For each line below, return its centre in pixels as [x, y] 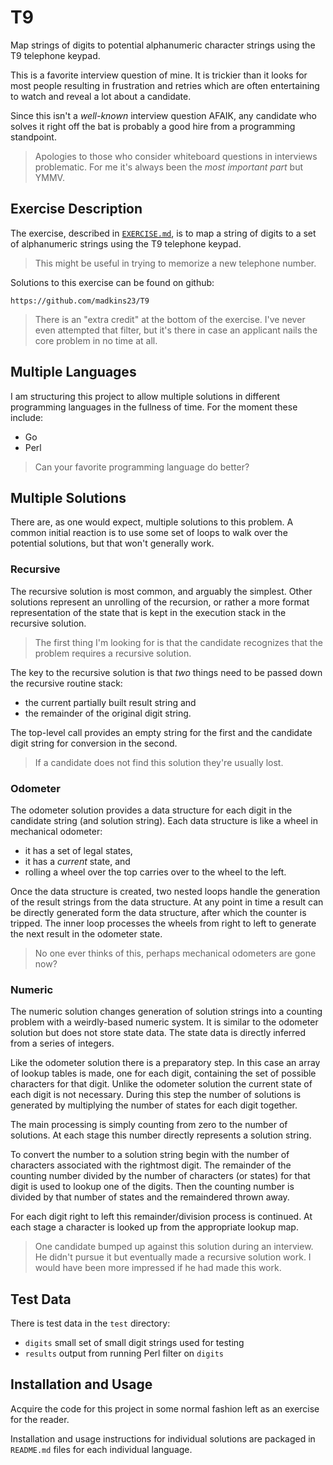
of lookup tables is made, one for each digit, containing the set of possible [163, 1073]
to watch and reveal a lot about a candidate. [101, 96]
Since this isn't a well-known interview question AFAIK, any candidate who [164, 115]
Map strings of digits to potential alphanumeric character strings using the [163, 45]
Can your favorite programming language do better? [142, 467]
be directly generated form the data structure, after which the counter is [158, 912]
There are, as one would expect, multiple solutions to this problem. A [152, 522]
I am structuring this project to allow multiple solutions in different [145, 396]
